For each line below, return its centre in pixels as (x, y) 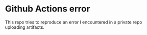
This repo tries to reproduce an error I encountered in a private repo (73, 22)
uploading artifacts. (25, 27)
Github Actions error (48, 9)
